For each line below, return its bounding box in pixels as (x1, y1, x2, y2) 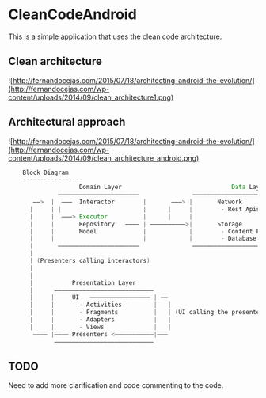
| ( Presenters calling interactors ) (28, 257, 150, 265)
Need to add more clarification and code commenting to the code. (8, 381, 224, 390)
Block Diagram (22, 169, 69, 176)
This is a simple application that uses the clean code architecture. (8, 32, 222, 41)
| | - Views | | (28, 323, 172, 331)
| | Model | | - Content (28, 227, 253, 235)
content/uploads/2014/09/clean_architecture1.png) (8, 93, 174, 102)
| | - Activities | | (28, 301, 172, 309)
